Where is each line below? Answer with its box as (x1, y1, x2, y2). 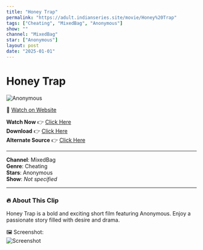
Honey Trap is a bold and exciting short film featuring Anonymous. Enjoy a (6, 209, 192, 217)
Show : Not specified (6, 175, 57, 182)
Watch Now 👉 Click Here (6, 118, 71, 125)
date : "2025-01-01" (6, 48, 56, 54)
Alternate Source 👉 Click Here (6, 136, 86, 143)
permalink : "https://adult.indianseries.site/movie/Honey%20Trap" (6, 15, 177, 21)
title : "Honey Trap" (6, 8, 59, 15)
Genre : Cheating (6, 162, 48, 169)
